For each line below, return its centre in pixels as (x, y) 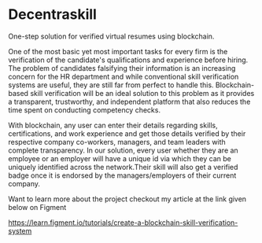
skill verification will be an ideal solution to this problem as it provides (142, 93)
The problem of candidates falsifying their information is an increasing (122, 68)
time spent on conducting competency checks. (85, 110)
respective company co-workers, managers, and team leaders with (117, 142)
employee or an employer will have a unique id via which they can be (120, 158)
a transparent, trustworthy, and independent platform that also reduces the (129, 101)
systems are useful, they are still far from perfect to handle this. (111, 85)
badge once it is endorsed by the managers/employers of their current (122, 175)
